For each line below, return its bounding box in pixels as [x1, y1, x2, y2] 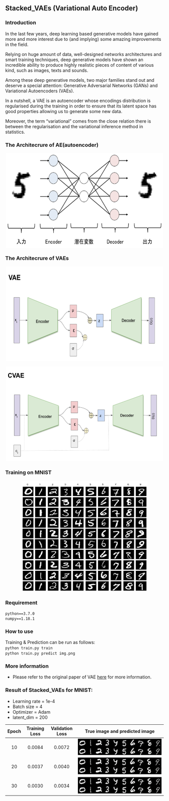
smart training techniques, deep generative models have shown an [5, 57, 143, 63]
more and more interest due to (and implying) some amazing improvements [5, 36, 161, 42]
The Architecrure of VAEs [5, 254, 69, 261]
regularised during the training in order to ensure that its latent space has [5, 103, 157, 109]
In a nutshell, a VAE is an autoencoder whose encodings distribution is [5, 97, 151, 103]
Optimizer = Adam [12, 709, 51, 715]
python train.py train [5, 646, 53, 651]
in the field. [5, 41, 29, 47]
